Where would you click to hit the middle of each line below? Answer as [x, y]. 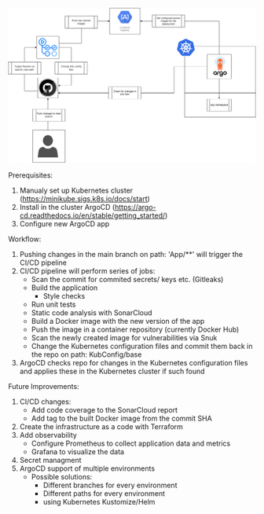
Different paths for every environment [104, 494]
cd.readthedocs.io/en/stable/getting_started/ [92, 215]
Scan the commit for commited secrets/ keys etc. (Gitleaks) [127, 280]
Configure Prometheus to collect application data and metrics [131, 443]
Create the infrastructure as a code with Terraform [101, 427]
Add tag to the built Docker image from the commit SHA [121, 419]
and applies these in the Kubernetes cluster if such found [112, 371]
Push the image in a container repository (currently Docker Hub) [135, 329]
